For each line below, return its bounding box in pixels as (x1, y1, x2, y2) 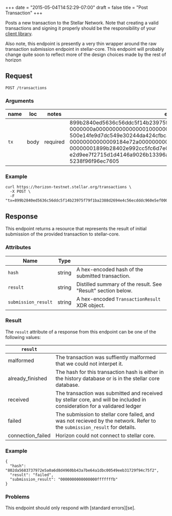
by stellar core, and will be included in (55, 396, 146, 403)
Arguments (5, 97, 34, 104)
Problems (5, 493, 30, 501)
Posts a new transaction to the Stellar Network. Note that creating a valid (5, 20, 159, 26)
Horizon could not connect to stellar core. (55, 432, 155, 439)
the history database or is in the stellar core (55, 374, 160, 382)
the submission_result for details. (55, 423, 137, 430)
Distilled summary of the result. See (76, 281, 162, 288)
